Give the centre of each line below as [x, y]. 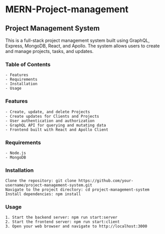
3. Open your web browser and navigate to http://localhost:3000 [76, 226]
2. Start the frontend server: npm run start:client [63, 222]
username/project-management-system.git [49, 185]
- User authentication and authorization [50, 121]
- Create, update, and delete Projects [48, 112]
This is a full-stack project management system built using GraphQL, [77, 40]
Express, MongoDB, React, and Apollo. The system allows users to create [82, 46]
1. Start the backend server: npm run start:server [61, 218]
